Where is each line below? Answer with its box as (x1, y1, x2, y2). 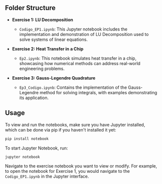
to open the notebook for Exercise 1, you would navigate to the (5, 168, 130, 174)
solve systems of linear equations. (19, 36, 88, 42)
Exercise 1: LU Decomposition (12, 17, 74, 22)
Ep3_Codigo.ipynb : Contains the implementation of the (19, 84, 127, 90)
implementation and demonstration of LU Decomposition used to (19, 31, 149, 37)
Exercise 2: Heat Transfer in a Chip (12, 46, 84, 51)
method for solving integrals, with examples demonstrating (39, 89, 158, 95)
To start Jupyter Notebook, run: (5, 145, 68, 151)
